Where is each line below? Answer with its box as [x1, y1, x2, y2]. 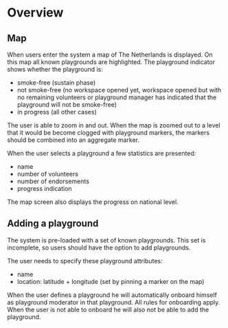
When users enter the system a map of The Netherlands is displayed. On [7, 50, 213, 59]
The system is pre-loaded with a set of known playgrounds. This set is [7, 236, 206, 244]
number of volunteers [16, 170, 79, 178]
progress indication [16, 185, 72, 192]
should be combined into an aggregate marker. [7, 136, 139, 144]
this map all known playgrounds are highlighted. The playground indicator [7, 58, 215, 66]
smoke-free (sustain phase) [16, 79, 96, 87]
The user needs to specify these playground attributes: [7, 256, 163, 265]
